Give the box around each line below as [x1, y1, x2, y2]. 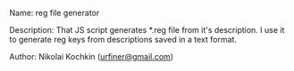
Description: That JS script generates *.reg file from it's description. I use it [9, 25, 285, 35]
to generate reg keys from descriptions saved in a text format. [9, 35, 237, 44]
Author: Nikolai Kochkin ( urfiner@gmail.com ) [9, 51, 174, 61]
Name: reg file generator [9, 8, 100, 18]
